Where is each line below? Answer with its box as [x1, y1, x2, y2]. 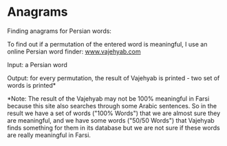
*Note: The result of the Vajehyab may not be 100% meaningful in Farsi [7, 94, 210, 103]
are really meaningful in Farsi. [7, 131, 91, 139]
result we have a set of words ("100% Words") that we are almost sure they [7, 109, 221, 117]
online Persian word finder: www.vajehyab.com [7, 47, 141, 56]
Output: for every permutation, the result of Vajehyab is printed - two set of [7, 73, 220, 82]
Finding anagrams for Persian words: [7, 27, 112, 35]
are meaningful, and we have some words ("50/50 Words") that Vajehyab [7, 116, 215, 124]
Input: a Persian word [7, 60, 67, 69]
